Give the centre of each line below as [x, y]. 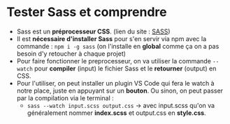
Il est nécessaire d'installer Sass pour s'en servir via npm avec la [112, 38]
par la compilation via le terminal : [65, 98]
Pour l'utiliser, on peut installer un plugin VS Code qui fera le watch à [115, 83]
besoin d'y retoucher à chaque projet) [71, 54]
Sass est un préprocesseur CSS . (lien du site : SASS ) [93, 31]
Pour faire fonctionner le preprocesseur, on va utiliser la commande [114, 61]
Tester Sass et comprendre [87, 12]
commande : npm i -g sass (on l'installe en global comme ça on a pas [118, 46]
